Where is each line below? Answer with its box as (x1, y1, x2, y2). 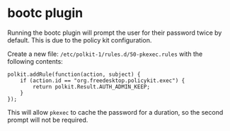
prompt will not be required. (7, 115, 88, 124)
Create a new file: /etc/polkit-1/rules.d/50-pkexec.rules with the (7, 50, 203, 58)
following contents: (7, 57, 64, 65)
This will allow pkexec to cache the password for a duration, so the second (7, 108, 224, 116)
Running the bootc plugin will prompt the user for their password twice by (7, 28, 222, 37)
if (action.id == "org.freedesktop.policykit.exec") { (20, 76, 185, 84)
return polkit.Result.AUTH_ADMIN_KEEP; (33, 83, 151, 90)
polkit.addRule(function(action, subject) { (7, 71, 141, 78)
